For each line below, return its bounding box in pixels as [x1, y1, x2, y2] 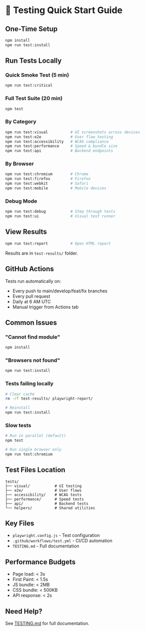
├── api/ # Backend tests [5, 501, 89, 506]
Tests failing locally [5, 380, 54, 387]
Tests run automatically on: [5, 278, 61, 284]
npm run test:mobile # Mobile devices [5, 186, 107, 191]
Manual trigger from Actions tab [12, 304, 79, 310]
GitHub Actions [5, 265, 54, 273]
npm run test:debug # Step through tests [5, 209, 115, 214]
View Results [5, 227, 47, 236]
